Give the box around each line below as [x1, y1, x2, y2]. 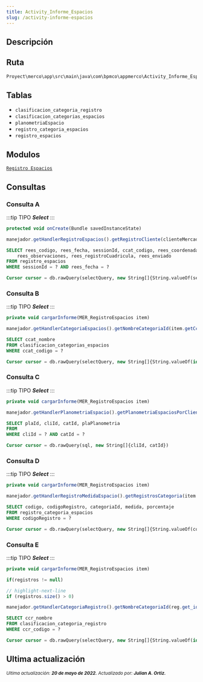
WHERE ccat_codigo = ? [6, 348, 63, 354]
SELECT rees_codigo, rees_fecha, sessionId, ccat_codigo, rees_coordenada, [6, 247, 201, 253]
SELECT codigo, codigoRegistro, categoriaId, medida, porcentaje [6, 504, 174, 510]
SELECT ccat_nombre [6, 337, 56, 343]
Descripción [6, 37, 53, 47]
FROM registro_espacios [6, 258, 66, 265]
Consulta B [6, 289, 39, 297]
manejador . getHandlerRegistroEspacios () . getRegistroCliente [6, 236, 161, 242]
